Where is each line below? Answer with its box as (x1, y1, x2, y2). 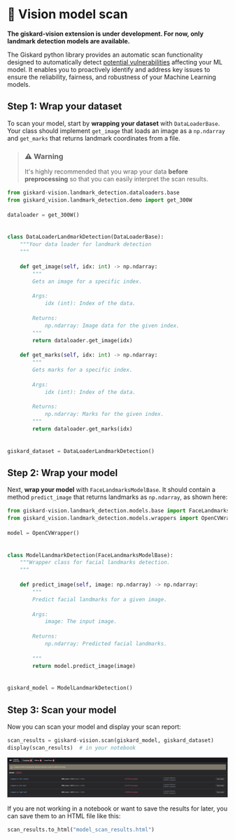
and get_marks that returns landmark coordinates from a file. (7, 134, 180, 142)
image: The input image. (44, 618, 117, 625)
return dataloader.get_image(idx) (32, 337, 133, 344)
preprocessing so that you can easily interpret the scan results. (24, 175, 208, 183)
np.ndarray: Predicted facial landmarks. (44, 640, 168, 647)
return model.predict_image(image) (32, 662, 136, 669)
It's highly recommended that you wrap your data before (24, 167, 189, 176)
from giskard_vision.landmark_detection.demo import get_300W (7, 196, 192, 204)
